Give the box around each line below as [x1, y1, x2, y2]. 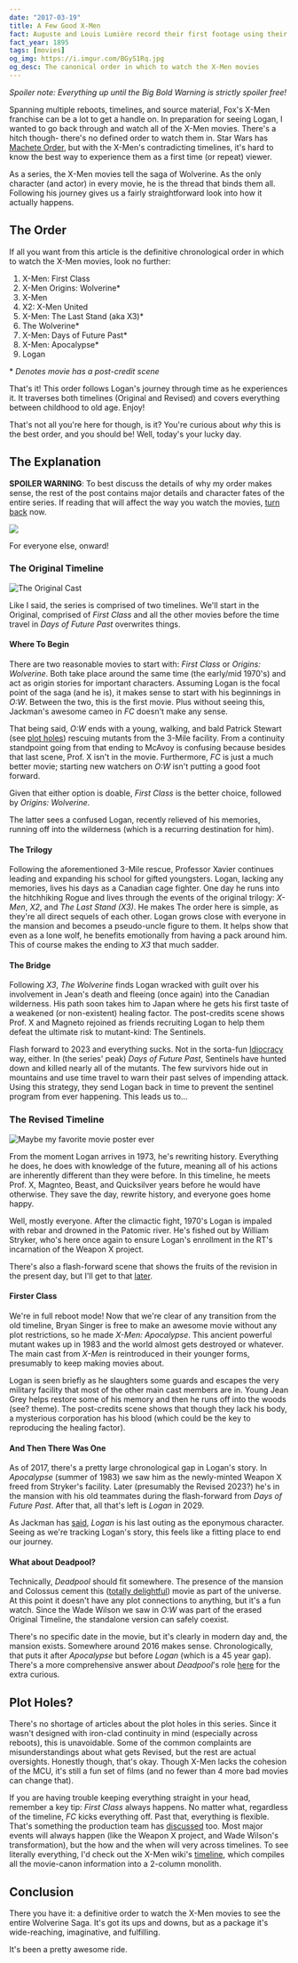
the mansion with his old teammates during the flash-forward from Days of [9, 1491, 283, 1502]
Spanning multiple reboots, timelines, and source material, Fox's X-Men [9, 104, 271, 115]
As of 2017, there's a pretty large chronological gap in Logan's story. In [9, 1462, 268, 1473]
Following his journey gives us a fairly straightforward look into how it [9, 188, 263, 198]
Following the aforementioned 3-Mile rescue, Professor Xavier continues [9, 864, 274, 875]
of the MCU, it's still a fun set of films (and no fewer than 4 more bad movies [9, 1766, 289, 1776]
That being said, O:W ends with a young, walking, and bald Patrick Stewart [9, 724, 282, 733]
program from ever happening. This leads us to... [9, 1091, 188, 1102]
